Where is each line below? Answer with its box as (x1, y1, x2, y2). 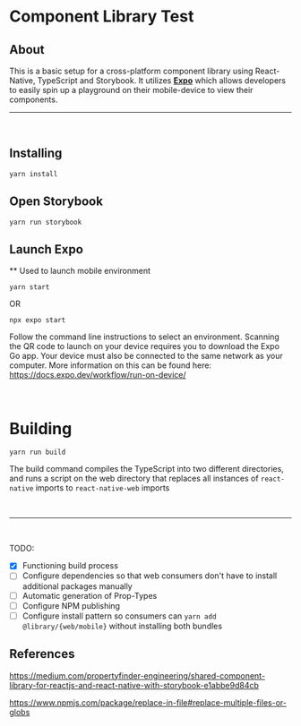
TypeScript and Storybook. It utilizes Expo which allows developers (37, 75, 287, 86)
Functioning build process (21, 560, 119, 571)
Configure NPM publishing (21, 600, 121, 611)
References (9, 646, 75, 662)
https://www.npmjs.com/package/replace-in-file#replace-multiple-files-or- (9, 696, 287, 708)
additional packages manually (21, 580, 133, 592)
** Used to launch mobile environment (9, 266, 150, 277)
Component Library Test (9, 6, 194, 27)
